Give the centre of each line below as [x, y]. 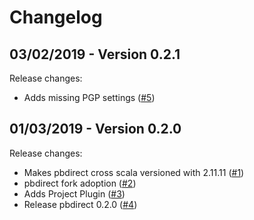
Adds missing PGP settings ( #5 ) [89, 97]
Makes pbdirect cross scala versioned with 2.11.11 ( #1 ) [134, 172]
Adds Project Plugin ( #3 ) [74, 193]
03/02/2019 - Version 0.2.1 [95, 54]
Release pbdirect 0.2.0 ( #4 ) [80, 204]
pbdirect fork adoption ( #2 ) [80, 183]
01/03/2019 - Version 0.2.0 [95, 129]
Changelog [56, 17]
